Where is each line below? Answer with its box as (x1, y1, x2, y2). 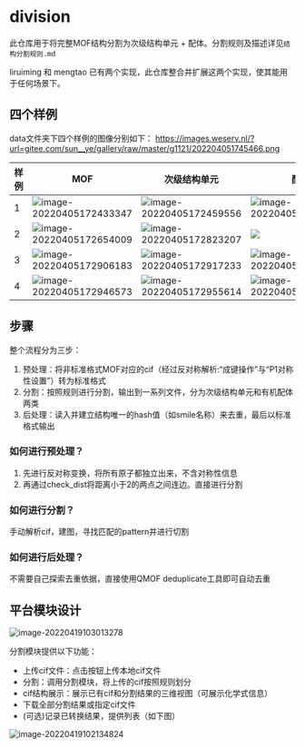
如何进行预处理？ (9, 445, 84, 458)
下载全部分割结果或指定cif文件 (22, 699, 136, 710)
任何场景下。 (16, 77, 65, 88)
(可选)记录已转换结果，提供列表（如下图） (22, 711, 181, 722)
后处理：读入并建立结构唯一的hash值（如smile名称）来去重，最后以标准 (22, 408, 292, 419)
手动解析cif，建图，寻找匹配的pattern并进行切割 (9, 527, 190, 537)
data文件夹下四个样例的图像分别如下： (9, 133, 153, 143)
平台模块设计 (9, 602, 82, 618)
